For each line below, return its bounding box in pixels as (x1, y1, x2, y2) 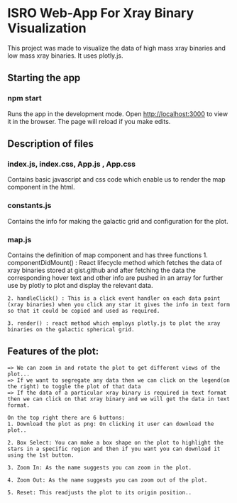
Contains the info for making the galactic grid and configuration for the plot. (7, 217, 228, 225)
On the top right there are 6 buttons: (7, 414, 126, 421)
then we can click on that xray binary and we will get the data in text (7, 395, 231, 403)
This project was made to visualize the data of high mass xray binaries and (7, 43, 226, 52)
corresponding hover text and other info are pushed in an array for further (7, 273, 224, 282)
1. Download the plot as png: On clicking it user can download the (7, 420, 214, 427)
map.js (7, 234, 32, 244)
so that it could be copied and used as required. (7, 307, 160, 314)
